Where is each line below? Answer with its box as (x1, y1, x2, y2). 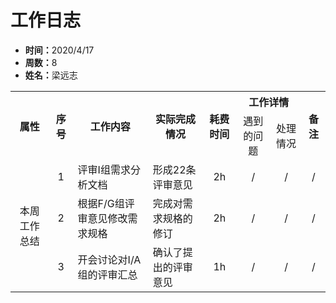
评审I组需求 (77, 162, 131, 176)
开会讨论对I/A (77, 252, 142, 266)
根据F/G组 (77, 196, 125, 210)
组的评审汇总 (77, 267, 138, 281)
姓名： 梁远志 (24, 69, 78, 81)
